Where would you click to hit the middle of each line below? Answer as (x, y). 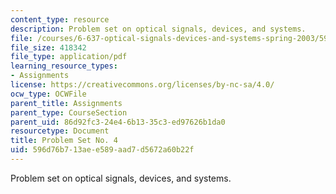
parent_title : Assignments (66, 103)
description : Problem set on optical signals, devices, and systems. (158, 29)
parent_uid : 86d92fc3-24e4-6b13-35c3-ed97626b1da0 (118, 122)
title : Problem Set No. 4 (64, 141)
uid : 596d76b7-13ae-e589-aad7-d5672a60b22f (102, 150)
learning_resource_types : (64, 66)
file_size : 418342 (48, 47)
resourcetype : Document (60, 131)
